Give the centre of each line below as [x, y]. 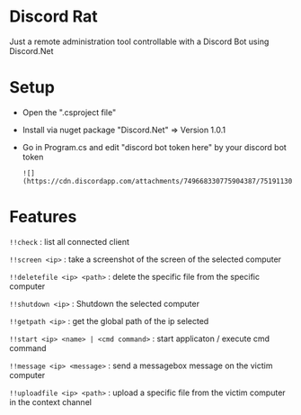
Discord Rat [53, 17]
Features [43, 217]
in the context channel [51, 401]
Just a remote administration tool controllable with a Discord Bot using [139, 41]
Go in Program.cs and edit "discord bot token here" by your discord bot [155, 147]
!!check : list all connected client [70, 241]
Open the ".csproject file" [69, 112]
